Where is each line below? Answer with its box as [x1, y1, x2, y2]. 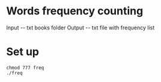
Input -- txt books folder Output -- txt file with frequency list [6, 24, 155, 31]
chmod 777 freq [6, 65, 44, 71]
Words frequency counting [6, 4, 144, 18]
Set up [6, 45, 39, 59]
